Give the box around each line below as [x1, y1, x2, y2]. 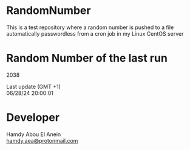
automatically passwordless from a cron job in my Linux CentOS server [6, 30, 184, 37]
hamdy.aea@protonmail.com [6, 137, 78, 144]
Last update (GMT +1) [6, 83, 61, 90]
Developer [6, 111, 59, 125]
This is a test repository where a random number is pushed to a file [6, 24, 174, 31]
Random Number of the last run [6, 51, 168, 65]
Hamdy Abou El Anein [6, 131, 61, 138]
